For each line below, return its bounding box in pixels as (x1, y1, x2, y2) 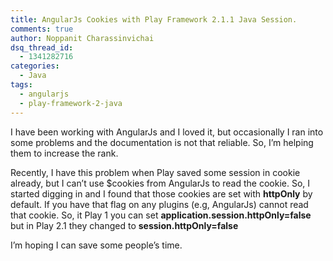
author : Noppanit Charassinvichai (10, 33, 155, 43)
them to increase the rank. (10, 147, 119, 159)
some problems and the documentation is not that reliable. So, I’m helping (10, 136, 314, 148)
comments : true (10, 24, 74, 34)
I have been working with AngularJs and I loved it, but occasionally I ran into (10, 126, 324, 138)
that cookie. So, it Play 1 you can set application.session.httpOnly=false (10, 209, 312, 221)
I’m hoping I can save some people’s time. (10, 239, 183, 251)
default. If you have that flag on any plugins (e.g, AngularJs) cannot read (10, 198, 309, 210)
